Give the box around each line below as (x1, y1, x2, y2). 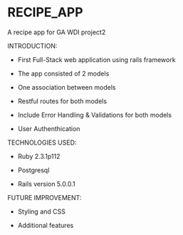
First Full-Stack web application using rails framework (17, 55, 176, 64)
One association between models (17, 83, 116, 91)
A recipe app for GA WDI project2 (7, 28, 106, 36)
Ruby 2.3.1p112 (17, 152, 61, 160)
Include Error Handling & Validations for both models (17, 110, 172, 119)
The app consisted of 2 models (17, 69, 110, 78)
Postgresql (17, 165, 50, 174)
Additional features (17, 221, 74, 229)
